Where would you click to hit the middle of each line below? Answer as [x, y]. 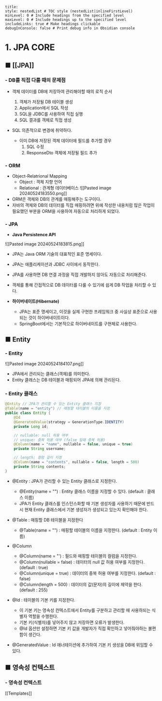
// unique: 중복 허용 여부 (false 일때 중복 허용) [59, 440]
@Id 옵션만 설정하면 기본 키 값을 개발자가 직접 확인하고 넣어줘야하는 [83, 628]
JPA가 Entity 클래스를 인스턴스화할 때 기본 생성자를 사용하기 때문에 [82, 503]
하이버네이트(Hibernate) [36, 301]
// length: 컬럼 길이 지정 [38, 458]
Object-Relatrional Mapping [39, 176]
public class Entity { [28, 413]
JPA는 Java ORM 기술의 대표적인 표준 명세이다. [57, 254]
